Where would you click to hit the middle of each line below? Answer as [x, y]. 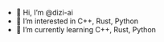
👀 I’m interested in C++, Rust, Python [77, 21]
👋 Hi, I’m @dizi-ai [45, 13]
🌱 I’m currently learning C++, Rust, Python [86, 29]
